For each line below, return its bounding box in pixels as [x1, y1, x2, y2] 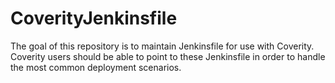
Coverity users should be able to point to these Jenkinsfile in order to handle [10, 50, 326, 62]
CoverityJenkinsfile [10, 7, 178, 30]
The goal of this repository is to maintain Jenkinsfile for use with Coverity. [10, 40, 315, 52]
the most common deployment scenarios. [10, 61, 182, 73]
